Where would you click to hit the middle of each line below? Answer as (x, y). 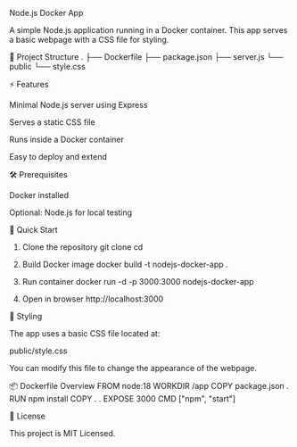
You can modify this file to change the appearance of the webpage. (133, 368)
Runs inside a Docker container (67, 139)
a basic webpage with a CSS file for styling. (89, 40)
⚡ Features (29, 84)
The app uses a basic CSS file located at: (85, 333)
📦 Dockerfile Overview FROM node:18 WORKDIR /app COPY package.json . (149, 386)
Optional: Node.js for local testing (70, 212)
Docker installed (39, 195)
